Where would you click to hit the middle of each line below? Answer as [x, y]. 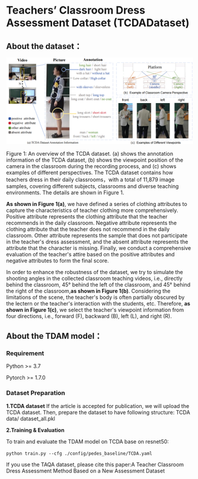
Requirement [25, 353]
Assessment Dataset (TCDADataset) [98, 23]
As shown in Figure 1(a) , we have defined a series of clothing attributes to [97, 204]
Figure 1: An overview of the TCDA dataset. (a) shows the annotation [90, 153]
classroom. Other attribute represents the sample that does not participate [97, 235]
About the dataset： [44, 46]
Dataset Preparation [36, 393]
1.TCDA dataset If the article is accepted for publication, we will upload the [98, 406]
